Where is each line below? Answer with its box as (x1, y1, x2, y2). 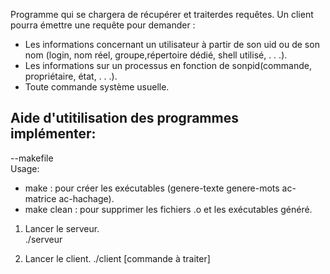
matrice (24, 192, 57, 204)
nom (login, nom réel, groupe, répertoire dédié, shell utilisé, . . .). (24, 49, 288, 61)
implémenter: (10, 125, 97, 143)
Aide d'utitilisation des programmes (10, 110, 239, 127)
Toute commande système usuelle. (24, 81, 170, 93)
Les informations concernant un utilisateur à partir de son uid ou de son (24, 39, 320, 50)
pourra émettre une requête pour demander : (10, 19, 196, 31)
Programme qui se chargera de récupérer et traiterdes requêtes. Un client (10, 9, 314, 20)
